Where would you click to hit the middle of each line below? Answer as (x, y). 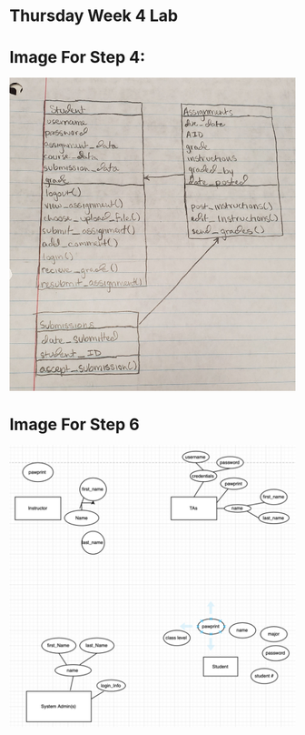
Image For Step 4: (78, 58)
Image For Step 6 (74, 425)
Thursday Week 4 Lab (94, 16)
